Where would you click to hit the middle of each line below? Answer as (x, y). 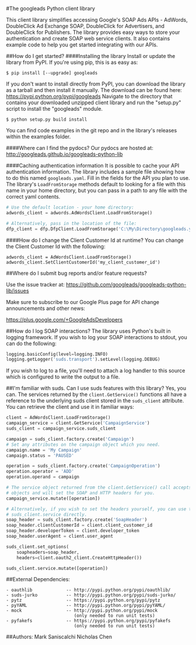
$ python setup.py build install (47, 120)
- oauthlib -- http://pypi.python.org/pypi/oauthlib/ (88, 590)
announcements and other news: (46, 308)
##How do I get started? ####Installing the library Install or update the (91, 56)
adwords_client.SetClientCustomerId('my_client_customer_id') (83, 262)
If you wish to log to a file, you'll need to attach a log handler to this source (96, 371)
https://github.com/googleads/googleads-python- (126, 284)
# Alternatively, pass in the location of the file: (71, 223)
